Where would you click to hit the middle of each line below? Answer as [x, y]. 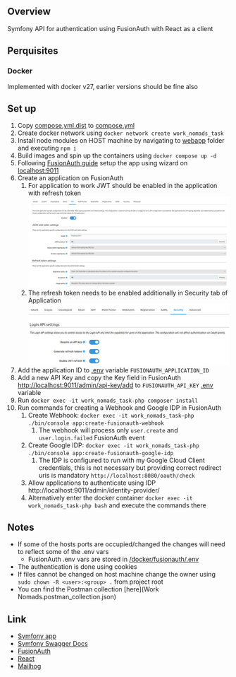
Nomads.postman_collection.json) [67, 597]
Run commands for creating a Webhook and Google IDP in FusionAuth [119, 407]
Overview [29, 12]
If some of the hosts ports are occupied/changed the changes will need [121, 544]
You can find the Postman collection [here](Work [88, 589]
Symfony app [37, 636]
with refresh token [55, 193]
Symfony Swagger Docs [52, 644]
